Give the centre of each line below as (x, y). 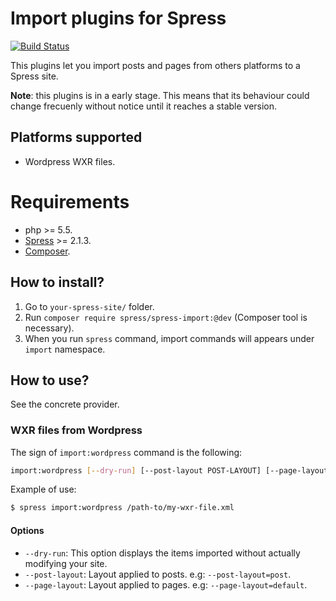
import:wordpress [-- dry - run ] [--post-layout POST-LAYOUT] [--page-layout (169, 470)
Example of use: (43, 489)
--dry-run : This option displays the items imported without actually (162, 553)
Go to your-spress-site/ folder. (89, 306)
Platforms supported (76, 137)
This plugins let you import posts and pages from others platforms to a (155, 65)
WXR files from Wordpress (76, 430)
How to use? (50, 380)
